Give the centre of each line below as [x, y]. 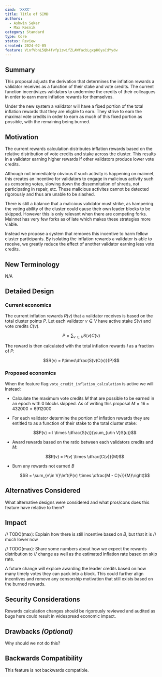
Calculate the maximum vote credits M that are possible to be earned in [83, 398]
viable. [12, 224]
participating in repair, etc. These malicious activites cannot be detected [77, 189]
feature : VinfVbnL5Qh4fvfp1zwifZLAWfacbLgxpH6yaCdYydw [61, 50]
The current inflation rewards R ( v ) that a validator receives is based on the [79, 315]
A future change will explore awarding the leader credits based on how [76, 569]
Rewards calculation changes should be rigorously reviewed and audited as [80, 611]
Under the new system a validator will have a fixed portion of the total [74, 106]
